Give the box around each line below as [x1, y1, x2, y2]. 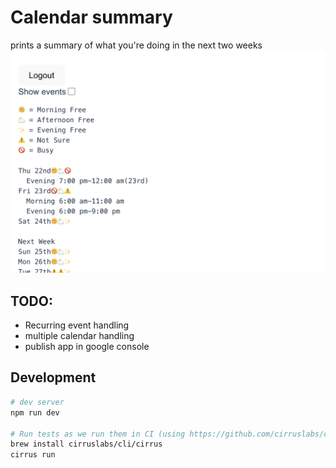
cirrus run [10, 450, 56, 460]
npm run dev [10, 407, 60, 418]
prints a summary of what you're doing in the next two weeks [10, 39, 263, 51]
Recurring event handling [24, 319, 130, 331]
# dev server [10, 397, 65, 407]
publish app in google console [24, 341, 150, 353]
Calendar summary [10, 6, 173, 29]
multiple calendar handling [24, 330, 135, 342]
